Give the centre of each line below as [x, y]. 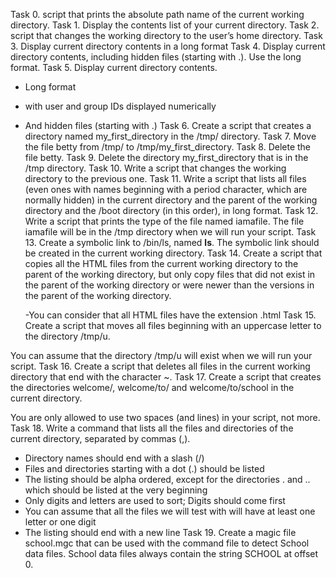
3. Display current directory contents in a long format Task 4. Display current [168, 46]
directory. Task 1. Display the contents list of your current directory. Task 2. [165, 25]
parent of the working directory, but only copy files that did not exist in [170, 274]
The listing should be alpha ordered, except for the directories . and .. [167, 479]
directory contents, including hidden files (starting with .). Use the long [156, 57]
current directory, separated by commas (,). [100, 438]
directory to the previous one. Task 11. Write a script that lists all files [165, 178]
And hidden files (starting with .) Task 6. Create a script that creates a [168, 125]
